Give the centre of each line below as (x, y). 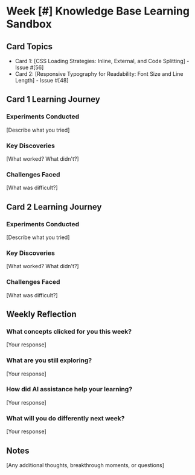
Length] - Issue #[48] (42, 80)
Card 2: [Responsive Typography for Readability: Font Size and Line (99, 74)
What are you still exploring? (49, 360)
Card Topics (30, 46)
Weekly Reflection (41, 314)
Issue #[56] (29, 67)
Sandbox (29, 24)
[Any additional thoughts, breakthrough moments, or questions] (85, 465)
